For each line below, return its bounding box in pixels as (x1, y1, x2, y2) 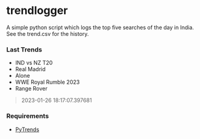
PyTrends (15, 126, 40, 133)
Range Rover (15, 85, 48, 92)
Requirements (6, 112, 49, 120)
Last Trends (6, 45, 43, 53)
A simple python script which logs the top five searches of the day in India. (6, 24, 194, 31)
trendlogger (6, 4, 68, 18)
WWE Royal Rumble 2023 (15, 78, 80, 86)
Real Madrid (15, 66, 46, 73)
